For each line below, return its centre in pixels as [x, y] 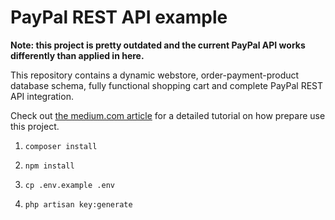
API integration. [42, 96]
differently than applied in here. [77, 55]
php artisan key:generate [78, 204]
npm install [49, 166]
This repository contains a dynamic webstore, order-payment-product [155, 75]
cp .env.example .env [69, 185]
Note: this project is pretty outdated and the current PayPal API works [158, 45]
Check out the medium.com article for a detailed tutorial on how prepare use [168, 115]
